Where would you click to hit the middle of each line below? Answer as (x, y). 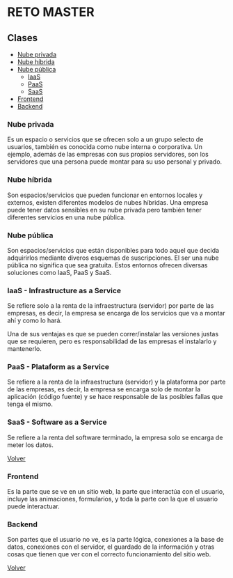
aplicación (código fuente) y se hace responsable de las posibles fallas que (115, 397)
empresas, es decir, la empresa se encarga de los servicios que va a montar (116, 313)
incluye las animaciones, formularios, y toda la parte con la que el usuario (112, 499)
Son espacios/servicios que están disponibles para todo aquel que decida (113, 250)
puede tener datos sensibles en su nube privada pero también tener (104, 210)
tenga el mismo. (30, 404)
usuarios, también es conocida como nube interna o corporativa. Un (105, 147)
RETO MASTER (51, 12)
